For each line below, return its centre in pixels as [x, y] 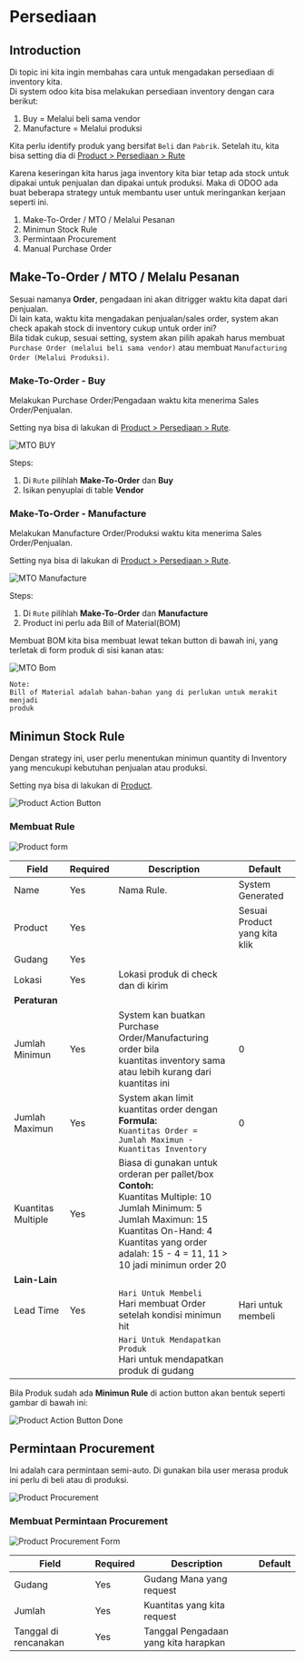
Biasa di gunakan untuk [168, 1162]
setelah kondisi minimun [170, 1315]
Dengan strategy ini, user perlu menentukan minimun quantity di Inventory [148, 758]
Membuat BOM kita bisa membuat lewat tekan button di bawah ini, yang [144, 641]
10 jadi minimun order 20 [172, 1265]
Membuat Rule [42, 827]
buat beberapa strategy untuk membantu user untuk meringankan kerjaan [148, 192]
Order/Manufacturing [163, 1038]
